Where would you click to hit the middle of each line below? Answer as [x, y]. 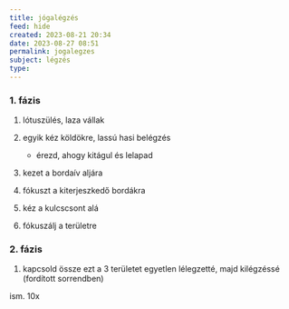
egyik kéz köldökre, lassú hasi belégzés [96, 138]
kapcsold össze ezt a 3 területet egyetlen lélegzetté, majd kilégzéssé [151, 269]
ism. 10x [25, 296]
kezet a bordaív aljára [63, 173]
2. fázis [26, 249]
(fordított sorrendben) [63, 279]
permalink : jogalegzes [52, 52]
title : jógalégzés [44, 18]
